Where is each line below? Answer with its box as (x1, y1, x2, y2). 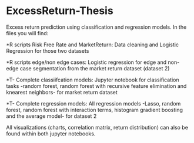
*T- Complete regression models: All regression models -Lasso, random (6, 100, 181, 107)
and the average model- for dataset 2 (6, 113, 97, 120)
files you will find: (6, 29, 49, 36)
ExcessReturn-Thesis (6, 4, 113, 18)
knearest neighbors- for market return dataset (6, 88, 118, 96)
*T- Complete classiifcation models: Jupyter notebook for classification (6, 76, 179, 83)
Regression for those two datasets (6, 47, 89, 54)
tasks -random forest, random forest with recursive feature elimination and (6, 82, 187, 89)
